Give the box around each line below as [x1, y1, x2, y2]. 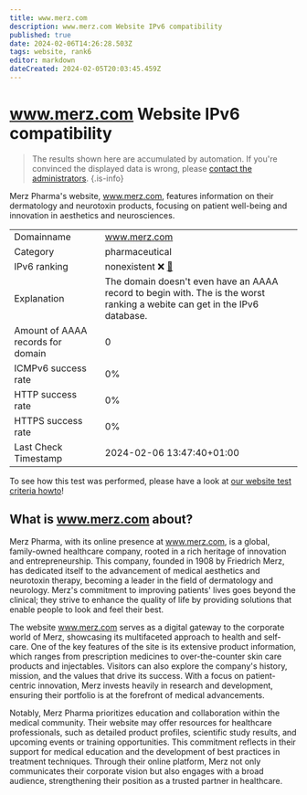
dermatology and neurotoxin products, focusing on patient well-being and [9, 200, 288, 211]
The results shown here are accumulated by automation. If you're [31, 153, 278, 164]
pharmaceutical [104, 245, 172, 258]
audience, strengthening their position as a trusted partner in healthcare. [9, 775, 283, 786]
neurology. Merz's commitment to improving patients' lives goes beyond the [9, 584, 296, 595]
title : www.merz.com [9, 13, 89, 23]
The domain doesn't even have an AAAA [104, 275, 279, 288]
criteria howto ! [9, 485, 64, 496]
